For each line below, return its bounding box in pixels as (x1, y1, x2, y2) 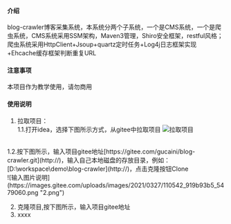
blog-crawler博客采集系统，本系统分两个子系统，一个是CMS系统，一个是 (7, 23, 216, 31)
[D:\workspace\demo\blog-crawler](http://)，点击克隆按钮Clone (7, 165, 189, 173)
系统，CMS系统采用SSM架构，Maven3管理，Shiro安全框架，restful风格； (12, 32, 223, 40)
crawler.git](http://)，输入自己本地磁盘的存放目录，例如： (7, 156, 171, 164)
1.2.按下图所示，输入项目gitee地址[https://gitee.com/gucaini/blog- (7, 147, 196, 156)
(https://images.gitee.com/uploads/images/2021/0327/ (7, 180, 164, 189)
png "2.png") (27, 188, 65, 196)
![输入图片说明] (7, 173, 50, 181)
